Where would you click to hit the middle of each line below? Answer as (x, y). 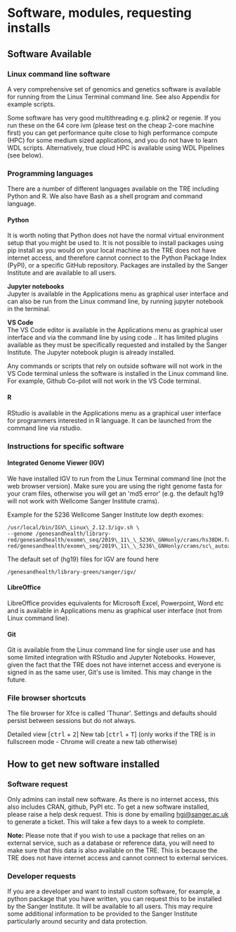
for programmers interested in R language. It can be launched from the (110, 420)
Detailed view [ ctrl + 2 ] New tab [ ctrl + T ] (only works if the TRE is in (111, 734)
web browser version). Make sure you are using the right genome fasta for (115, 486)
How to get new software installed (84, 764)
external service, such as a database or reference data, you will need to (111, 843)
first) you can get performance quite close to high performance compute (112, 132)
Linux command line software (59, 74)
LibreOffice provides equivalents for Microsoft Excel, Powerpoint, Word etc (116, 603)
